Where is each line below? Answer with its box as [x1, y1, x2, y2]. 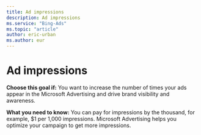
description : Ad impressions [6, 15, 81, 21]
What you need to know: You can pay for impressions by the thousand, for [6, 108, 196, 116]
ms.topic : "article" [6, 26, 59, 32]
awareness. [6, 97, 35, 104]
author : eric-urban [6, 32, 56, 38]
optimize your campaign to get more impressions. [6, 122, 131, 129]
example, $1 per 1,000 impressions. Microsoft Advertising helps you [6, 115, 177, 122]
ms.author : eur [6, 37, 45, 43]
